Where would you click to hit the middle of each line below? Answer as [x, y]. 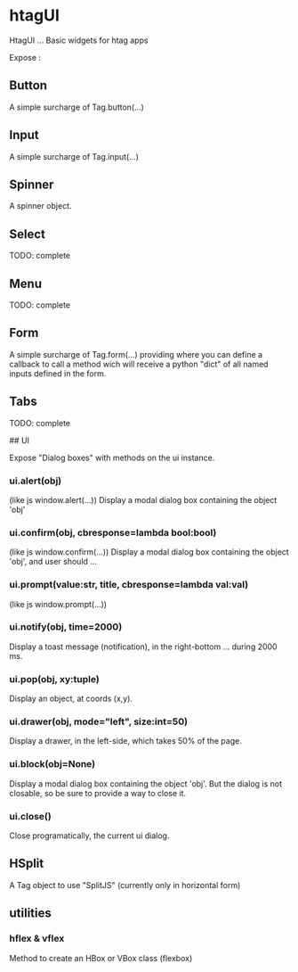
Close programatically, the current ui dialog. [89, 836]
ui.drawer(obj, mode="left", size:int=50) [99, 721]
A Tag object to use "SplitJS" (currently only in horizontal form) [125, 885]
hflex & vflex [37, 939]
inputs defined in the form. [58, 373]
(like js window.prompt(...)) [58, 604]
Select [28, 234]
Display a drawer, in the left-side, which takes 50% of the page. [125, 741]
